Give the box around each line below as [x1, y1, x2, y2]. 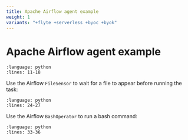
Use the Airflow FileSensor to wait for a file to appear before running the [6, 80, 182, 87]
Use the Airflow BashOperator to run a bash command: [6, 113, 137, 120]
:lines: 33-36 [6, 129, 41, 135]
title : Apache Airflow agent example [6, 8, 99, 15]
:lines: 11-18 [6, 69, 41, 75]
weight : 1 [6, 14, 31, 20]
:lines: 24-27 [6, 102, 41, 109]
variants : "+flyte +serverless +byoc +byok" [6, 19, 117, 25]
